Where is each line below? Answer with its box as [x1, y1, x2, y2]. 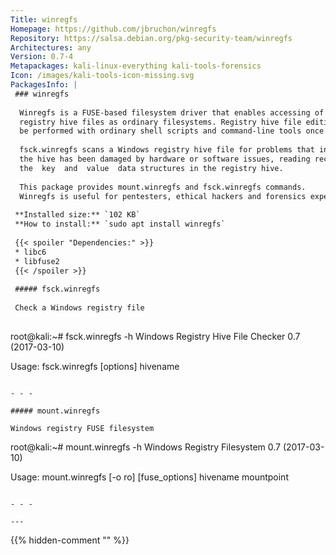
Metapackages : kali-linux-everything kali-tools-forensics [10, 61, 262, 71]
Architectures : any [10, 42, 92, 53]
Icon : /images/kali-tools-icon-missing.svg [10, 71, 195, 81]
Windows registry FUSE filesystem [10, 423, 155, 433]
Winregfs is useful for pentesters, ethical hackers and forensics [19, 191, 307, 201]
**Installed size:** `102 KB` [14, 210, 141, 220]
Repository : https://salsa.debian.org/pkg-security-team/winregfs [10, 33, 293, 43]
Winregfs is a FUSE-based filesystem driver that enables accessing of [19, 107, 325, 118]
